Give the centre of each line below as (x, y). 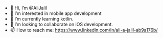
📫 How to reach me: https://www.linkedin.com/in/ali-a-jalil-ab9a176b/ (84, 30)
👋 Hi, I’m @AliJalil (28, 8)
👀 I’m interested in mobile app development (56, 13)
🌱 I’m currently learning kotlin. (42, 19)
